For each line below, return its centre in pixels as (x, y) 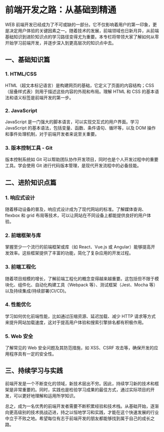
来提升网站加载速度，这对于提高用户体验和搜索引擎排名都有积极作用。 (76, 322)
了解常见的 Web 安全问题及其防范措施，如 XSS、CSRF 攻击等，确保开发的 (80, 348)
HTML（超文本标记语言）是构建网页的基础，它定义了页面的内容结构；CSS (80, 85)
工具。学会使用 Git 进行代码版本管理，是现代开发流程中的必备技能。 (73, 166)
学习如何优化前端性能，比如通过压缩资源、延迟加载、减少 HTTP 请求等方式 (81, 316)
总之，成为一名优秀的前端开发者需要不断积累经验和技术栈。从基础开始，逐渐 (82, 406)
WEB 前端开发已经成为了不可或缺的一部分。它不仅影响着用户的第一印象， (79, 24)
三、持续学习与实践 (34, 371)
